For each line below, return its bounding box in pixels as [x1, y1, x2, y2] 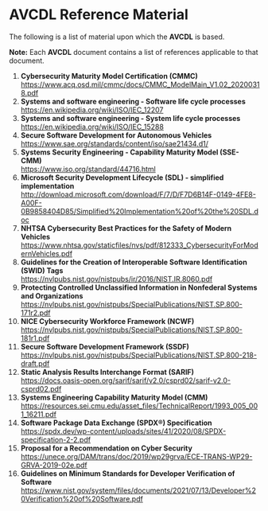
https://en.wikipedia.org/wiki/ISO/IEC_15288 [20, 122, 164, 131]
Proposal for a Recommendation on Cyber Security [20, 443, 193, 453]
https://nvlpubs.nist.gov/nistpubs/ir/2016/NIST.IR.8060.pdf [20, 274, 213, 283]
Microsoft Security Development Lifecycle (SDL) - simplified [20, 173, 224, 182]
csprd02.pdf [20, 384, 62, 393]
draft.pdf [20, 358, 50, 368]
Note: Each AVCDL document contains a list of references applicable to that [9, 47, 258, 57]
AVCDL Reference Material [9, 6, 189, 24]
